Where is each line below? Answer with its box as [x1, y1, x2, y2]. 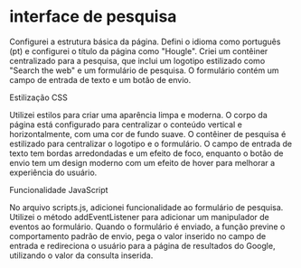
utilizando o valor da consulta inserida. [9, 250, 154, 261]
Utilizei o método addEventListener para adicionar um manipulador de [9, 211, 269, 222]
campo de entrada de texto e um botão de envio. [9, 74, 192, 85]
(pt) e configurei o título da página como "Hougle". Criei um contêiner [9, 45, 268, 56]
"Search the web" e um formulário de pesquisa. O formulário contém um [9, 65, 279, 76]
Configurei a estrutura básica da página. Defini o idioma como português [9, 36, 281, 47]
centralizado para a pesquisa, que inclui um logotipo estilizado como [9, 55, 266, 66]
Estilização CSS [9, 92, 68, 103]
